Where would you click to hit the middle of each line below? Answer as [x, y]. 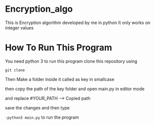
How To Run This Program [58, 48]
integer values [19, 27]
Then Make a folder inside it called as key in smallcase [60, 79]
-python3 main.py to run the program [42, 117]
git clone [15, 70]
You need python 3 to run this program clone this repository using [71, 61]
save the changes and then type [37, 108]
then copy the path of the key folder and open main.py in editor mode [75, 89]
